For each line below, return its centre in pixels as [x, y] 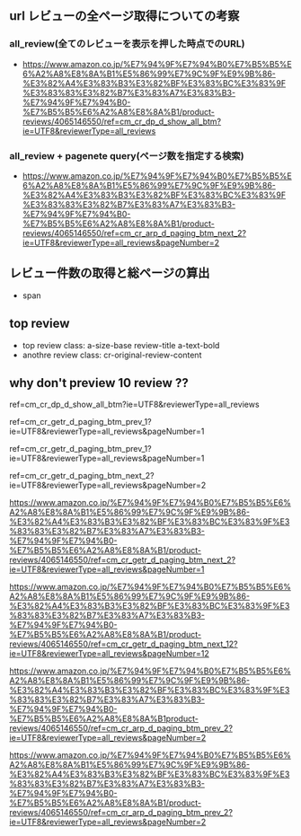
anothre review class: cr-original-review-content [112, 355]
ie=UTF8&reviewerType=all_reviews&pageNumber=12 [109, 654]
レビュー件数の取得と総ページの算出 [110, 273]
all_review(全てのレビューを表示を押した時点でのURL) [127, 44]
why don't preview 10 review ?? [99, 383]
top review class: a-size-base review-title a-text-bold [121, 345]
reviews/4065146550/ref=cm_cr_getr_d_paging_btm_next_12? [124, 644]
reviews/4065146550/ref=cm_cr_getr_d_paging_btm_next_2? [123, 560]
